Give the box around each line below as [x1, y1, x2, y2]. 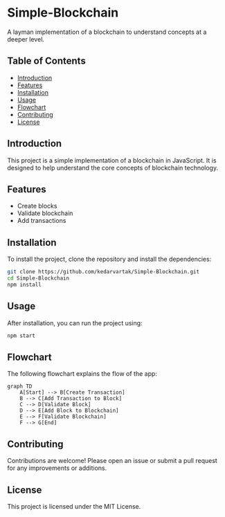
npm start [7, 332, 36, 339]
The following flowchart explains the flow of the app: [7, 370, 158, 378]
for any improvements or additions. [7, 464, 107, 472]
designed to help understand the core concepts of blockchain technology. [7, 163, 219, 172]
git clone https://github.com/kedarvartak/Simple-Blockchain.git [7, 269, 199, 275]
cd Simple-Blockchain [7, 275, 70, 282]
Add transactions [17, 217, 66, 225]
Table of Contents [7, 55, 87, 67]
